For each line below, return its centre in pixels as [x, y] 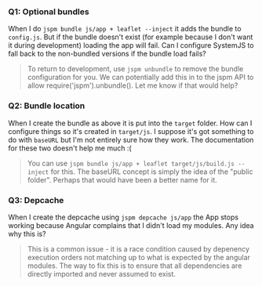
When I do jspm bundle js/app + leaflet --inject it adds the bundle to [125, 29]
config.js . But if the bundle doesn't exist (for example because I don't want [131, 37]
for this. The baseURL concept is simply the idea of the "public [152, 172]
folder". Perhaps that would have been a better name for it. [122, 179]
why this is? [27, 234]
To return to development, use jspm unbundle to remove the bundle [135, 69]
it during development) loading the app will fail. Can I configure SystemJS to [131, 45]
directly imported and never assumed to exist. [102, 273]
